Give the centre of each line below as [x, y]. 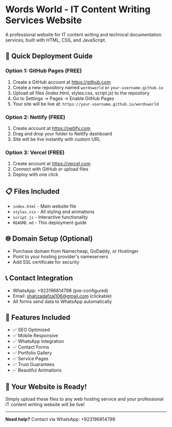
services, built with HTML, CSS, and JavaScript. [56, 40]
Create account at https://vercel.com [52, 164]
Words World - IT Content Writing [78, 9]
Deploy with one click [35, 174]
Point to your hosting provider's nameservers [60, 256]
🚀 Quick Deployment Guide [49, 56]
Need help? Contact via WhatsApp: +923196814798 [60, 419]
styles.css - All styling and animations [53, 212]
